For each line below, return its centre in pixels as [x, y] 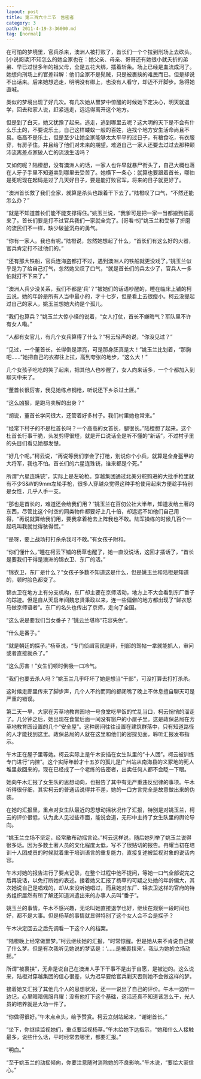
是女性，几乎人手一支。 [35, 491]
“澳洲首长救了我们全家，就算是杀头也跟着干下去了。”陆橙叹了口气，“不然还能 [100, 193]
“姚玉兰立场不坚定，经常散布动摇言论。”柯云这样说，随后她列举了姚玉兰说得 [99, 838]
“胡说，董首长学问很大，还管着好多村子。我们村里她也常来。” [81, 416]
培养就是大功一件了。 [43, 1004]
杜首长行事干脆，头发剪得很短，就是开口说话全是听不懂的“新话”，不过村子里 [100, 436]
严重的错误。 [22, 699]
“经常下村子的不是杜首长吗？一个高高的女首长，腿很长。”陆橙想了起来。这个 [99, 428]
